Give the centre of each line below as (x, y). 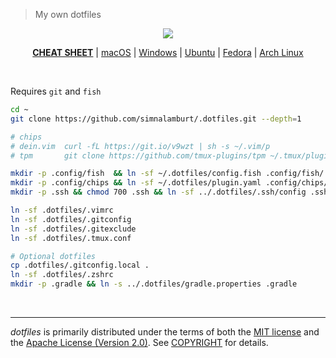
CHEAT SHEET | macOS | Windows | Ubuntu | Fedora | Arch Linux (168, 52)
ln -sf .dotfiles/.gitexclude (73, 229)
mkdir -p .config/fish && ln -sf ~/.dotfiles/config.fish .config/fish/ (167, 174)
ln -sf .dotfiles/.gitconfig (71, 219)
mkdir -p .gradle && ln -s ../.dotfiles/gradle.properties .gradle (154, 284)
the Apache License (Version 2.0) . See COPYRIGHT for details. (139, 342)
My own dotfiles (68, 14)
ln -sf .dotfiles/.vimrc (62, 210)
